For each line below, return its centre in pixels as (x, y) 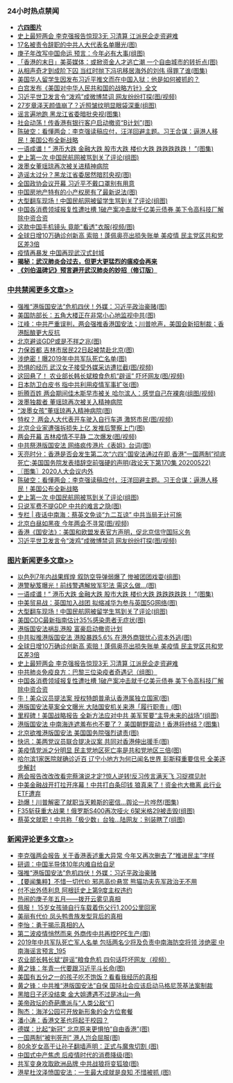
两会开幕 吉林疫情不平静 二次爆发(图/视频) (77, 436)
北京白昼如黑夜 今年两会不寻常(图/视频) (73, 523)
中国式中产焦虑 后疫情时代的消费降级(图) (75, 1055)
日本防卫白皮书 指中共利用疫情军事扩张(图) (78, 384)
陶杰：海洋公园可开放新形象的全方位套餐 (75, 1012)
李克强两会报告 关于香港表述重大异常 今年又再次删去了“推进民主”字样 (116, 855)
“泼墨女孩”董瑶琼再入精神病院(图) (65, 410)
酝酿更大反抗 (42, 332)
